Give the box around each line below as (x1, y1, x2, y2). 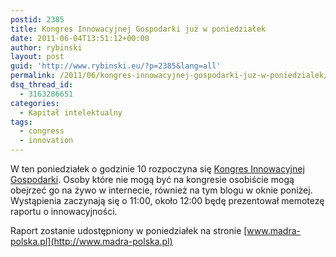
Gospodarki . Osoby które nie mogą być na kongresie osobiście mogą (10, 174, 295, 185)
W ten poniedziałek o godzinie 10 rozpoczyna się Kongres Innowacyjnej (10, 163, 305, 175)
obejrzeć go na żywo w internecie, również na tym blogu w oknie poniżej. (10, 184, 313, 196)
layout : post (10, 52, 65, 62)
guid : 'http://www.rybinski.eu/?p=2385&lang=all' (10, 61, 222, 71)
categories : (10, 98, 60, 108)
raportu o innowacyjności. (10, 206, 118, 217)
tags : (10, 117, 33, 127)
